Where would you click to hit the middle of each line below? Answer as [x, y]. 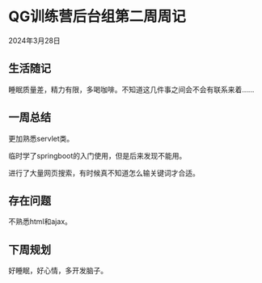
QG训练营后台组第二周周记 [97, 17]
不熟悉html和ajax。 [40, 222]
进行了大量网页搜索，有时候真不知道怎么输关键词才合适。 [104, 173]
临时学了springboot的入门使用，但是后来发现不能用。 [97, 155]
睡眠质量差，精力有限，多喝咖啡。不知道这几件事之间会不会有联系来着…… [131, 89]
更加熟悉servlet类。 [41, 138]
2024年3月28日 [34, 40]
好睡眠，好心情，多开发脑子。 [58, 271]
